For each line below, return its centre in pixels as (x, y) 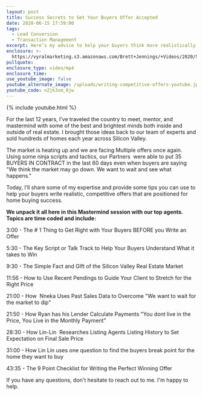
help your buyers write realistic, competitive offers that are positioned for (97, 194)
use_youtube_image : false (39, 79)
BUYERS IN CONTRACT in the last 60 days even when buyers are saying (97, 163)
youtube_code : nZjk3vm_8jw (40, 90)
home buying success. (34, 200)
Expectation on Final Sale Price (45, 338)
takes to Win (22, 254)
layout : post (23, 12)
